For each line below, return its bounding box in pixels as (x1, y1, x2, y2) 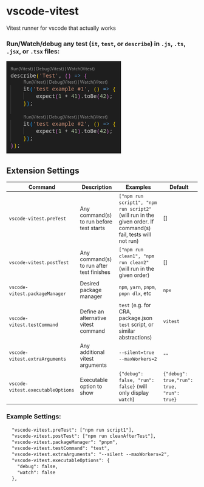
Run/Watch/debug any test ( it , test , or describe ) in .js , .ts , (6, 39, 186, 48)
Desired (80, 280, 100, 287)
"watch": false (17, 469, 56, 475)
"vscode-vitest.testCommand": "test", (12, 445, 110, 451)
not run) (118, 237, 139, 244)
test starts (80, 224, 105, 231)
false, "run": (118, 378, 155, 384)
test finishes (80, 268, 110, 276)
